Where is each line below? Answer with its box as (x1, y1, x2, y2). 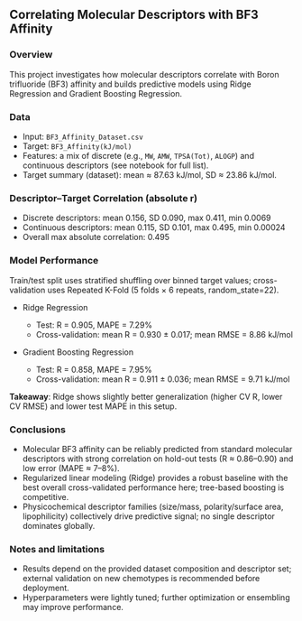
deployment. (22, 582, 69, 594)
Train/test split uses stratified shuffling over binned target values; (9, 274, 252, 285)
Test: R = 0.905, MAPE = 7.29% (35, 320, 153, 330)
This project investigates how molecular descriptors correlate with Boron (9, 69, 279, 79)
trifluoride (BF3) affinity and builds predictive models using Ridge (9, 79, 252, 89)
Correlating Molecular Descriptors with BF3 (9, 7, 259, 23)
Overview (9, 49, 53, 61)
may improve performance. (22, 602, 124, 613)
